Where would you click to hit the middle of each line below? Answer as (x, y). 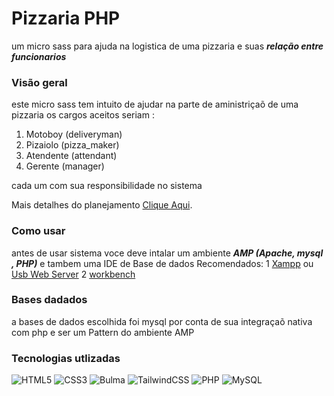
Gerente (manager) (65, 166)
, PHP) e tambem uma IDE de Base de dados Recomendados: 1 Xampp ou (162, 263)
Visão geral (39, 82)
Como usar (38, 231)
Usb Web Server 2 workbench (73, 274)
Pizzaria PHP (66, 18)
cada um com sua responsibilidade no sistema (107, 186)
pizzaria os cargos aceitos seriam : (83, 115)
